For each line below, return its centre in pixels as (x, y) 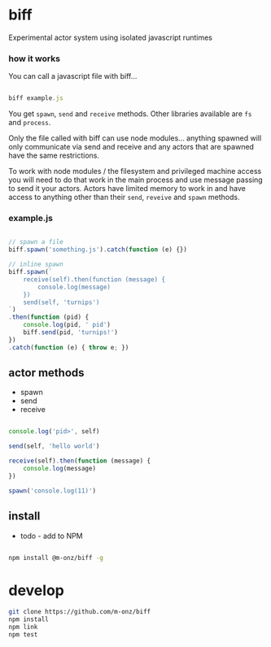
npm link (23, 627)
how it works (35, 59)
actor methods (46, 373)
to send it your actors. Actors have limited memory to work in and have (127, 189)
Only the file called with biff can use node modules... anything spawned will (135, 138)
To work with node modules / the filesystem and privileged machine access (135, 172)
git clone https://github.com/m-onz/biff (80, 612)
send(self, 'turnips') (61, 302)
